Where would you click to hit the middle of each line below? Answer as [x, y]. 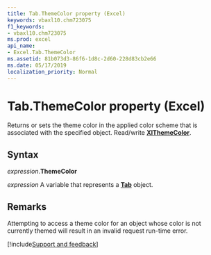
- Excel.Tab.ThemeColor [42, 53]
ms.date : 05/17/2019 [37, 65]
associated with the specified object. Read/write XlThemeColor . [99, 133]
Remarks [27, 207]
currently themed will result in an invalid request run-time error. [98, 231]
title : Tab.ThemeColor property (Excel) [67, 14]
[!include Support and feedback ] [53, 245]
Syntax [23, 155]
